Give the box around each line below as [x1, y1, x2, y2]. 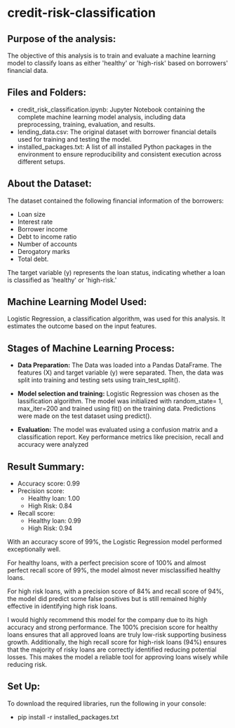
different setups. [17, 157, 65, 166]
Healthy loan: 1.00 [27, 494, 81, 503]
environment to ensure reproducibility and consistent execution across [17, 149, 222, 159]
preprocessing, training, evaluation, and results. [17, 120, 156, 128]
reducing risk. [7, 661, 48, 669]
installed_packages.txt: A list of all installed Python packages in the [17, 142, 212, 151]
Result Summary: [7, 461, 85, 473]
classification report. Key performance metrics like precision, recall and [17, 433, 224, 441]
